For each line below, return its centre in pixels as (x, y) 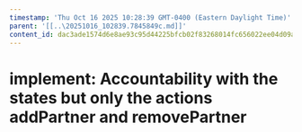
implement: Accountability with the (144, 79)
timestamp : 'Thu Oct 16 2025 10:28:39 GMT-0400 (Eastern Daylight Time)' (151, 18)
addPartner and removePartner (128, 117)
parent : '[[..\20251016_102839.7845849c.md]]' (98, 26)
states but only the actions (111, 97)
